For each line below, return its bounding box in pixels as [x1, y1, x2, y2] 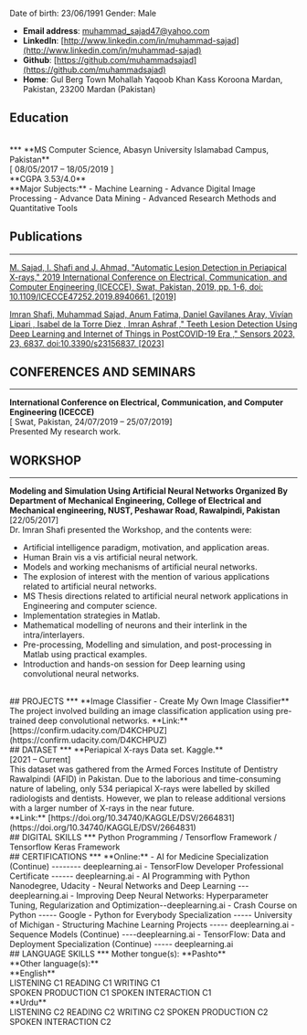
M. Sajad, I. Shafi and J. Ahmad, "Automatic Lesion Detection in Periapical [9, 261, 288, 272]
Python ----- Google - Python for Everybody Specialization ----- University [9, 910, 292, 921]
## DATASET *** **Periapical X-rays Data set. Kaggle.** [9, 744, 224, 755]
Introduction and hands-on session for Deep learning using [22, 658, 246, 670]
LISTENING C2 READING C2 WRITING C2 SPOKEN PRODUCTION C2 [9, 1007, 269, 1018]
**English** [9, 968, 56, 979]
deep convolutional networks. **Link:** [37, 715, 189, 726]
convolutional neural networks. [22, 668, 140, 679]
